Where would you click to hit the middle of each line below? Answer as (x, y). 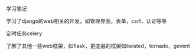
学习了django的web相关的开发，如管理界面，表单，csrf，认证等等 (86, 21)
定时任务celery (24, 33)
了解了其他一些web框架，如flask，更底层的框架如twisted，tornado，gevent (98, 46)
